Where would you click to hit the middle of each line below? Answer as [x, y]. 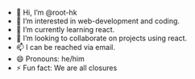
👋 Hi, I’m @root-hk [47, 12]
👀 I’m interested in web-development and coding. [97, 21]
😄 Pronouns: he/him [50, 59]
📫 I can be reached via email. [65, 47]
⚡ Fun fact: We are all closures [66, 68]
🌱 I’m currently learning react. [65, 29]
